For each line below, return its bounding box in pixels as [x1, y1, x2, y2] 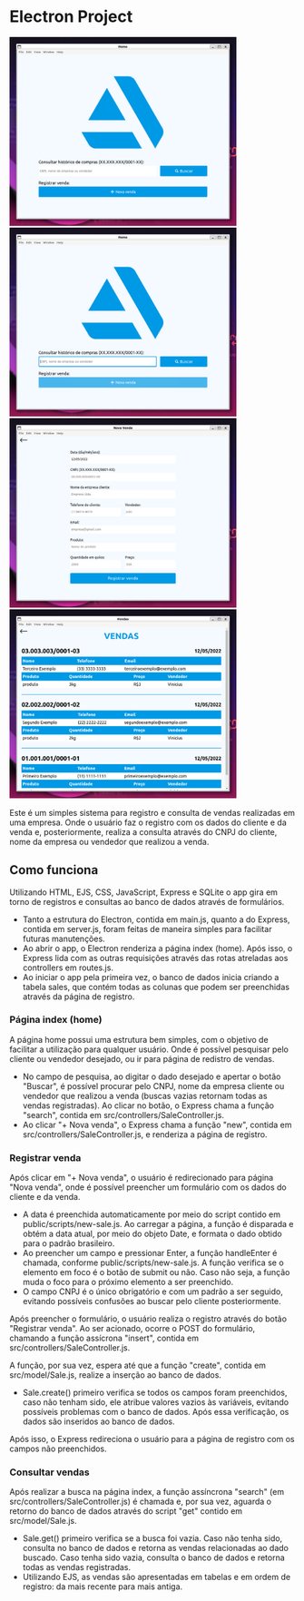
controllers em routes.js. [22, 962, 113, 973]
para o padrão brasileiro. [22, 1238, 115, 1249]
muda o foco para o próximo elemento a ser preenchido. [22, 1277, 234, 1288]
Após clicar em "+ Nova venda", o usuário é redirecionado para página [9, 1173, 274, 1184]
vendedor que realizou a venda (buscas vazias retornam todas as [22, 1090, 268, 1101]
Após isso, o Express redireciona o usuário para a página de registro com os [9, 1434, 295, 1445]
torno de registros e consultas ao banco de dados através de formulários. [9, 896, 285, 907]
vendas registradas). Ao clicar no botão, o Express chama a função [22, 1100, 275, 1111]
